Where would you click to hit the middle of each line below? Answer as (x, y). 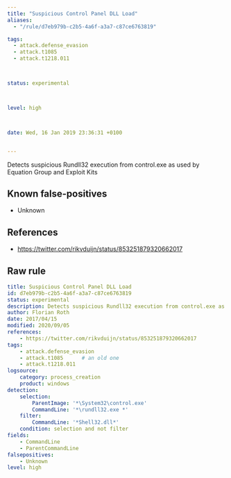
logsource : (23, 371)
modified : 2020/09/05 (38, 326)
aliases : (20, 20)
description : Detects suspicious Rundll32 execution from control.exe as (116, 306)
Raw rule (27, 271)
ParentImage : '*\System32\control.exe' (90, 403)
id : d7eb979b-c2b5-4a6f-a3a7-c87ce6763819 (69, 293)
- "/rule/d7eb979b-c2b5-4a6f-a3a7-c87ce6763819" (85, 26)
